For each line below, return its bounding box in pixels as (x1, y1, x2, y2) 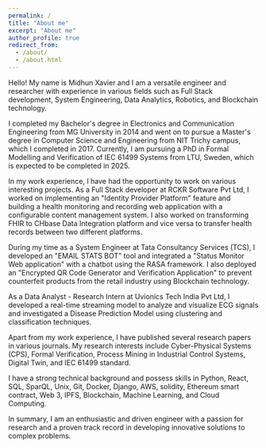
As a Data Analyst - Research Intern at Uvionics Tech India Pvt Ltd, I (8, 291, 230, 301)
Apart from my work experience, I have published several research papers (8, 332, 252, 342)
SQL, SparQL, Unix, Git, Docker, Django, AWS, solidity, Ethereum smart (8, 381, 240, 391)
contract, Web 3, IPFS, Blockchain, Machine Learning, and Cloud (8, 390, 220, 399)
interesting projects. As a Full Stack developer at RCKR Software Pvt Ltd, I (8, 185, 249, 194)
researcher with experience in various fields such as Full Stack (8, 86, 213, 95)
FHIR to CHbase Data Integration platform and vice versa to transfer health (8, 218, 253, 228)
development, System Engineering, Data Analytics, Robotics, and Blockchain (8, 95, 259, 104)
